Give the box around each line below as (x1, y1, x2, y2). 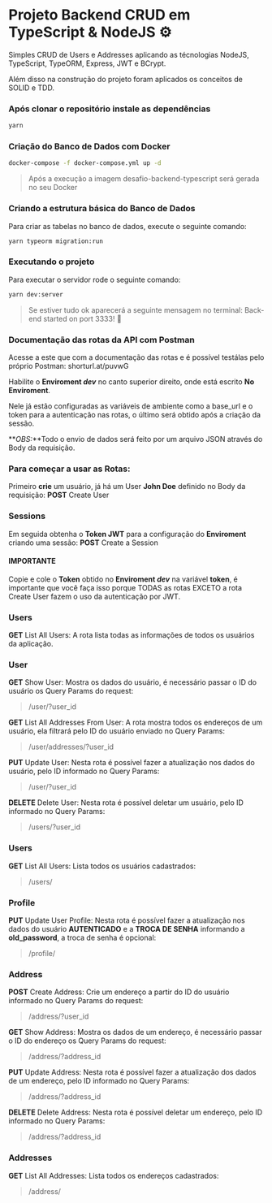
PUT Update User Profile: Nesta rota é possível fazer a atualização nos (8, 915, 245, 925)
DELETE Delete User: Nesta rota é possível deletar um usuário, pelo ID (8, 798, 244, 807)
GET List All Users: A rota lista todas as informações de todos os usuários (8, 630, 255, 640)
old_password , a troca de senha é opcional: (8, 933, 157, 942)
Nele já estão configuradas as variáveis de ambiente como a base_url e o (8, 400, 253, 411)
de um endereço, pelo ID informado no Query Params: (8, 1076, 190, 1086)
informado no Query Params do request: (8, 996, 144, 1006)
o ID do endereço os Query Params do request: (8, 1036, 166, 1045)
